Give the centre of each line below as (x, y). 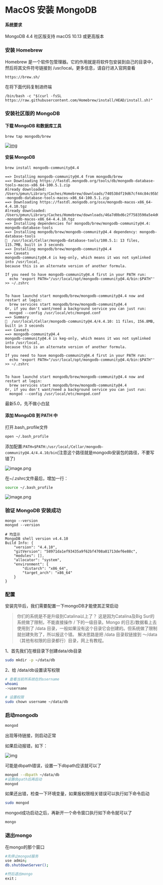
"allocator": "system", (38, 560)
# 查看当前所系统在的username (32, 680)
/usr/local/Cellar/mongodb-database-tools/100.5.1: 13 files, (75, 240)
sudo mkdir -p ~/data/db (30, 660)
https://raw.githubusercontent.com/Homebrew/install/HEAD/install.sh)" (79, 100)
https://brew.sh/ (23, 77)
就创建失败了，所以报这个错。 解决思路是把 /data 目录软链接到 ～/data (87, 635)
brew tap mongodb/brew (28, 136)
